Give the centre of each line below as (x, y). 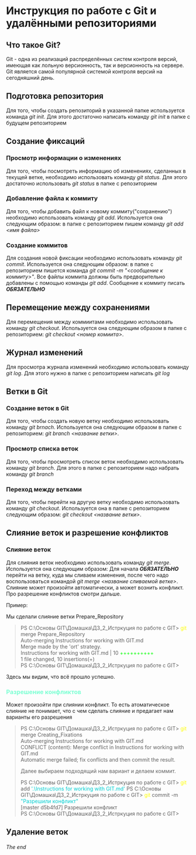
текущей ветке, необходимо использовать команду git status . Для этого (97, 177)
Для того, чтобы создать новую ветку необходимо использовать (88, 421)
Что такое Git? (33, 45)
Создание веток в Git (37, 408)
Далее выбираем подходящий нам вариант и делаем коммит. (98, 771)
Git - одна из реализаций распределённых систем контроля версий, (92, 59)
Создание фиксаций (45, 141)
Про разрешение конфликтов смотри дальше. (64, 594)
